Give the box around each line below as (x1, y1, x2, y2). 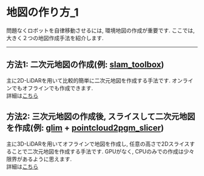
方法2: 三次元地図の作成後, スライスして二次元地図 (6, 112, 195, 122)
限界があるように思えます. (6, 155, 72, 163)
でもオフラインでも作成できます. (11, 84, 93, 92)
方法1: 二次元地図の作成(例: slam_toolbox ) (6, 59, 165, 70)
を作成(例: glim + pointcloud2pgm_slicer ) (6, 123, 164, 134)
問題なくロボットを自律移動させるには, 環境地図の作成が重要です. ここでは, (6, 27, 195, 34)
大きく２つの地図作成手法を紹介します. (6, 34, 104, 41)
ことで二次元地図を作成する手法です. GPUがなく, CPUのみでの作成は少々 (11, 147, 194, 155)
